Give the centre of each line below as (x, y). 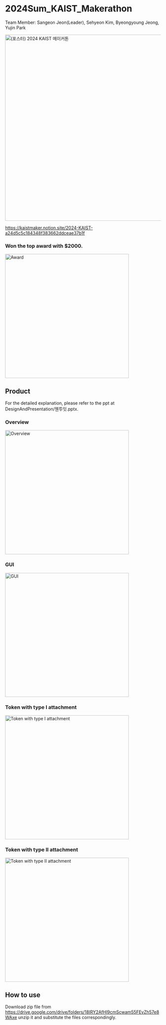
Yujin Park (16, 27)
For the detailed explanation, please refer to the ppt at (60, 403)
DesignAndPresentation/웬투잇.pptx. (42, 409)
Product (18, 391)
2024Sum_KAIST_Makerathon (69, 9)
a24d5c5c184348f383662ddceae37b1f (45, 233)
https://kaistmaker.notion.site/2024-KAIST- (49, 228)
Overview (17, 422)
